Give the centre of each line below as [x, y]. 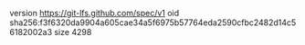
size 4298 [73, 32]
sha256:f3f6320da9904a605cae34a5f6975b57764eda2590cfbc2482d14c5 [153, 22]
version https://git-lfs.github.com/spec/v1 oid [95, 13]
